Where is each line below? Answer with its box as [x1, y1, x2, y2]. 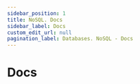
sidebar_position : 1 [7, 10, 67, 17]
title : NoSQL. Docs [7, 16, 63, 23]
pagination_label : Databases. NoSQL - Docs [7, 36, 134, 42]
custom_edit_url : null [7, 29, 72, 36]
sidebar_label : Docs [7, 23, 67, 29]
